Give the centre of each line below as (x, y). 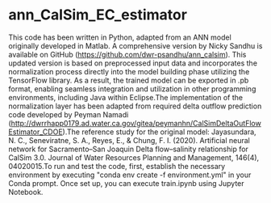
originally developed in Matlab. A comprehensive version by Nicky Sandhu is (135, 45)
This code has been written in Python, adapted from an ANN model (120, 37)
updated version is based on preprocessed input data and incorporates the (133, 63)
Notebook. (26, 192)
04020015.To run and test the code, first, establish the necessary (117, 166)
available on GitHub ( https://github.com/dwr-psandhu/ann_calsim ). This (127, 54)
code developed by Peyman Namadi (69, 114)
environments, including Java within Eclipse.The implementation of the (126, 97)
